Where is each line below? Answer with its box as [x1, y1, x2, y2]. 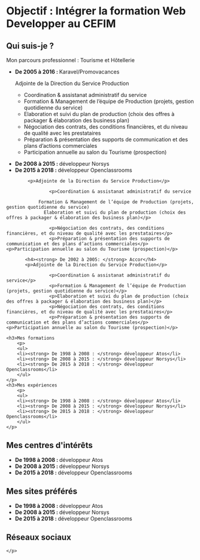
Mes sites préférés [6, 486, 78, 497]
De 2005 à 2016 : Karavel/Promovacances [14, 68, 120, 75]
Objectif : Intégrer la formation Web [6, 4, 186, 18]
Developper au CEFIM [6, 17, 116, 31]
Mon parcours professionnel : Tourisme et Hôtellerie [6, 57, 135, 63]
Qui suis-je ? [6, 41, 54, 51]
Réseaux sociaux [6, 532, 72, 543]
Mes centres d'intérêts [6, 440, 93, 451]
